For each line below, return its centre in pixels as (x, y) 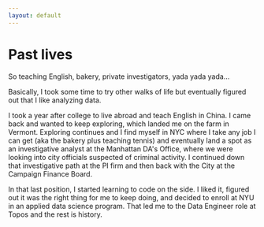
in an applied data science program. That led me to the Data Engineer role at (132, 206)
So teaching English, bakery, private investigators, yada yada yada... (119, 76)
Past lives (41, 54)
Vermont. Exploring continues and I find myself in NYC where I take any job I (132, 132)
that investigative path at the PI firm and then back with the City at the (121, 166)
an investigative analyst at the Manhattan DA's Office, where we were (121, 149)
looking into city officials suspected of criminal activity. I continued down (126, 157)
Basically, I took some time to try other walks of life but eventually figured (127, 91)
